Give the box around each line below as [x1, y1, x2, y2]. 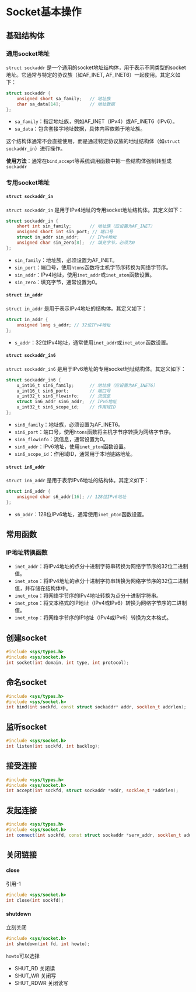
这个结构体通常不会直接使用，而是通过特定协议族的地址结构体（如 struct [6, 138, 180, 145]
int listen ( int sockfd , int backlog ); [6, 743, 100, 749]
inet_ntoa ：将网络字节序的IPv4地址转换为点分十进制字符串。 [14, 592, 162, 599]
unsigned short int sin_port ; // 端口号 [16, 229, 114, 235]
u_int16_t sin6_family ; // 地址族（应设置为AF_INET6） [16, 382, 157, 388]
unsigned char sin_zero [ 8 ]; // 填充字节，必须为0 [16, 240, 135, 246]
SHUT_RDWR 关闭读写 [14, 980, 69, 987]
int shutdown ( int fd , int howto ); [6, 941, 90, 947]
